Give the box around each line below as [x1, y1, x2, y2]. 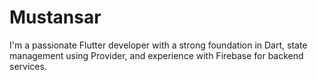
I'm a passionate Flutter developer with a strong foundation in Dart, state [9, 39, 308, 51]
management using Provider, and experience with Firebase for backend [9, 49, 304, 61]
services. [9, 60, 47, 72]
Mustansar [9, 6, 102, 29]
